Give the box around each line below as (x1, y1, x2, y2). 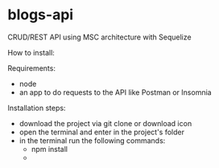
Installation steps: (7, 103, 66, 113)
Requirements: (7, 63, 56, 73)
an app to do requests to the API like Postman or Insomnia (19, 87, 212, 97)
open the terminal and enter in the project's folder (19, 127, 184, 137)
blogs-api (7, 6, 74, 24)
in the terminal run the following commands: (19, 135, 166, 145)
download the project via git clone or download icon (19, 118, 192, 128)
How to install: (7, 47, 56, 57)
